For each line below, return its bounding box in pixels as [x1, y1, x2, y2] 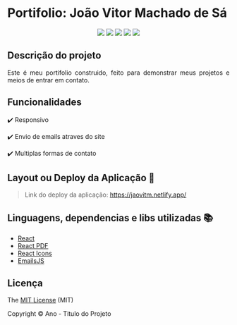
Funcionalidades [7, 97, 83, 109]
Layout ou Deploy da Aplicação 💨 [7, 171, 155, 184]
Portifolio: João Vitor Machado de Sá [7, 5, 227, 21]
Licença [7, 277, 44, 289]
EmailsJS [17, 257, 44, 265]
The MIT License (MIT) [7, 296, 74, 304]
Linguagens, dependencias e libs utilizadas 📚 [7, 211, 214, 223]
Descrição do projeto [7, 49, 102, 61]
